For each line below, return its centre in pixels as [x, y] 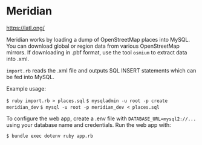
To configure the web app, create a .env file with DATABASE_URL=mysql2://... [101, 118]
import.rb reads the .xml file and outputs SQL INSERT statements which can [101, 70]
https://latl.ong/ [26, 28]
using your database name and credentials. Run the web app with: [89, 124]
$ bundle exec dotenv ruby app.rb [50, 136]
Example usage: [26, 88]
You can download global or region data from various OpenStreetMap [93, 46]
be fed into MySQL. [30, 77]
